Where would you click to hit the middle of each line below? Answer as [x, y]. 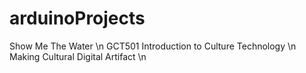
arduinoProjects [77, 18]
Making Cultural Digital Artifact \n [78, 56]
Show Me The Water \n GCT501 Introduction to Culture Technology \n [153, 46]
